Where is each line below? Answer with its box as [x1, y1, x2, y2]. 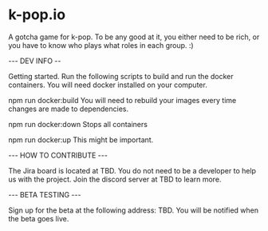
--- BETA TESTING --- [8, 189, 81, 199]
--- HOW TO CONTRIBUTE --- [8, 150, 108, 160]
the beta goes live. [8, 213, 69, 223]
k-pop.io [8, 6, 66, 24]
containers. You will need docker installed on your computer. [8, 80, 207, 90]
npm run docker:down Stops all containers [8, 119, 148, 129]
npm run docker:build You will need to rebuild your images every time [8, 95, 237, 105]
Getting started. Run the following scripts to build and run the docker [8, 71, 234, 81]
